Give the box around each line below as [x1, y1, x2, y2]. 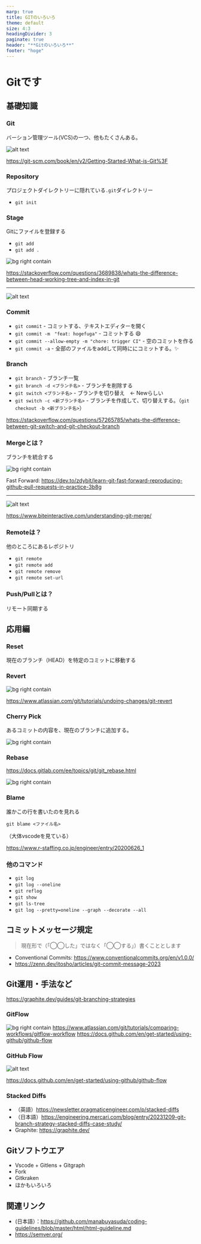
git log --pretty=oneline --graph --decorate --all [14, 907, 147, 913]
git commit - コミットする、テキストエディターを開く [14, 322, 147, 329]
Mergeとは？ [6, 438, 44, 447]
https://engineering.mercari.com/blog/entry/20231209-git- [41, 1113, 187, 1121]
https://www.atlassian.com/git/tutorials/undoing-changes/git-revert [6, 697, 172, 704]
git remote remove [14, 569, 61, 575]
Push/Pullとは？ [6, 590, 54, 599]
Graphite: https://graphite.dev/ [14, 1127, 90, 1134]
